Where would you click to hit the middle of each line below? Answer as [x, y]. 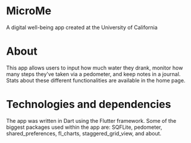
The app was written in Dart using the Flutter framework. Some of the [91, 120]
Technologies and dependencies [89, 104]
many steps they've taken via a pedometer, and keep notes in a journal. [93, 74]
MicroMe [29, 11]
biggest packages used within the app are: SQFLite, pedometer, [84, 127]
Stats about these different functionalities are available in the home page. [96, 80]
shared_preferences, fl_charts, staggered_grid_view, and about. [84, 133]
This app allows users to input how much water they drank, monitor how [95, 68]
